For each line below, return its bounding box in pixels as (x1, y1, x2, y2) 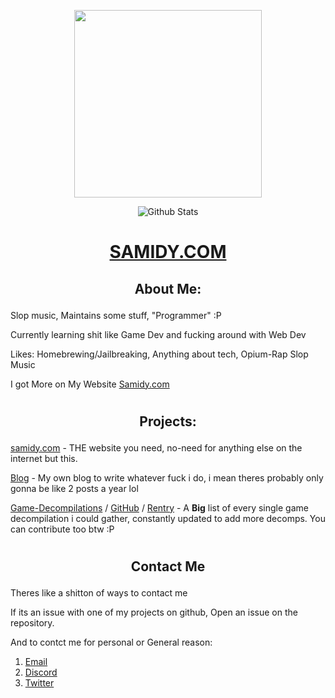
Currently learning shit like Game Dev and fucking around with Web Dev (10, 328, 307, 340)
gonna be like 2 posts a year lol (10, 482, 139, 494)
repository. (10, 616, 55, 629)
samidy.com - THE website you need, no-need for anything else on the (10, 441, 303, 454)
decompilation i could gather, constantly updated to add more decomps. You (10, 512, 326, 524)
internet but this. (10, 452, 78, 464)
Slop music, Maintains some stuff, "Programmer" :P (10, 309, 222, 321)
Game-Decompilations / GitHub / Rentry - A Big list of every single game (10, 501, 309, 514)
